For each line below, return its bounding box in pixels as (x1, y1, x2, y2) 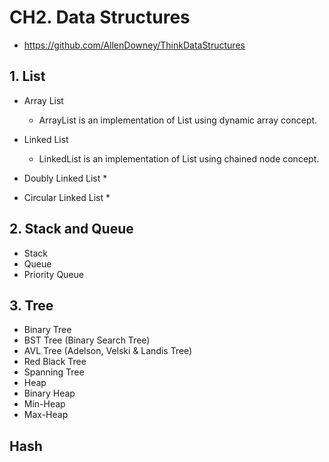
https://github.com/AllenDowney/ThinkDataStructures (23, 39, 246, 51)
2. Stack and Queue (9, 221, 134, 238)
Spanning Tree (23, 366, 85, 378)
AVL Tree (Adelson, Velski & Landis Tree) (23, 345, 193, 357)
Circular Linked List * (23, 191, 111, 203)
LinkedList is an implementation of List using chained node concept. (38, 152, 320, 165)
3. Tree (9, 297, 54, 314)
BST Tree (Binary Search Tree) (23, 334, 151, 346)
